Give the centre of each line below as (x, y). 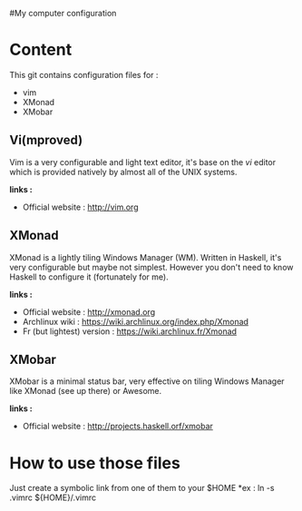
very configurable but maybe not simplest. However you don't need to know (151, 267)
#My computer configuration (63, 13)
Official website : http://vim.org (80, 207)
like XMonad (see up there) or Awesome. (86, 391)
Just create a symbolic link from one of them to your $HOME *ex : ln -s (142, 488)
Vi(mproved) (46, 140)
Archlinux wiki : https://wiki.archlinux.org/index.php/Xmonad (136, 321)
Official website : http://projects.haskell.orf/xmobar (117, 427)
